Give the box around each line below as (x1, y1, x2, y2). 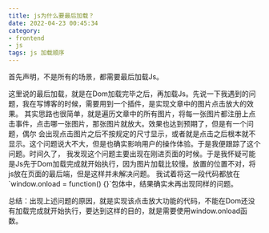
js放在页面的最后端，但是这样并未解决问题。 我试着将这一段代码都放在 (8, 169, 240, 179)
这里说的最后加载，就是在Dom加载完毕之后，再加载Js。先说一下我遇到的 (8, 89, 250, 98)
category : (8, 26, 42, 34)
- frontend (8, 34, 45, 42)
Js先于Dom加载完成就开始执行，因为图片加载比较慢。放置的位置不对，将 (14, 159, 256, 168)
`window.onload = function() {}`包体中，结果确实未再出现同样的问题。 (8, 179, 238, 188)
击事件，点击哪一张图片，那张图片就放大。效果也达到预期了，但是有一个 (8, 119, 247, 128)
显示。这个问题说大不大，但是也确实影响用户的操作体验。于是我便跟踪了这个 (8, 139, 261, 148)
